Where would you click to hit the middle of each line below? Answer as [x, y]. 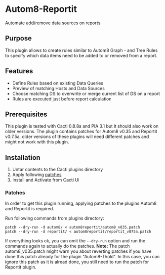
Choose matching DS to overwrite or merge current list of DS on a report [86, 93]
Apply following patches [37, 175]
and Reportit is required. [30, 209]
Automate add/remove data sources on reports [53, 23]
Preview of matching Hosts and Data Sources [59, 88]
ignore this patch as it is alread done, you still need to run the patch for [77, 262]
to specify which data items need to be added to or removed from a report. [81, 55]
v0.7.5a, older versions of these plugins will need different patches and [77, 137]
